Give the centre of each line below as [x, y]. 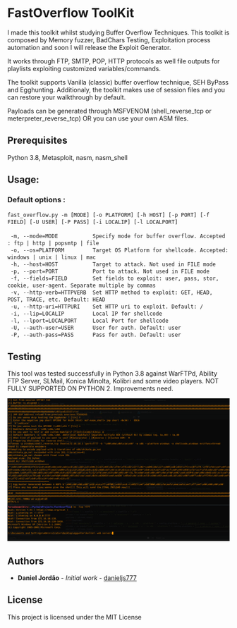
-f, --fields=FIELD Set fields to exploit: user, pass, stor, [115, 279]
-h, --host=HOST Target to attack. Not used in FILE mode [113, 265]
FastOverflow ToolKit [71, 13]
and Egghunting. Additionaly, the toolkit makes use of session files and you [116, 90]
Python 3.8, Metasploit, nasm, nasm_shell [68, 157]
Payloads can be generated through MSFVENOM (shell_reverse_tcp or [109, 111]
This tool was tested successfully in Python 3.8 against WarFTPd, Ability [112, 374]
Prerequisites [37, 141]
